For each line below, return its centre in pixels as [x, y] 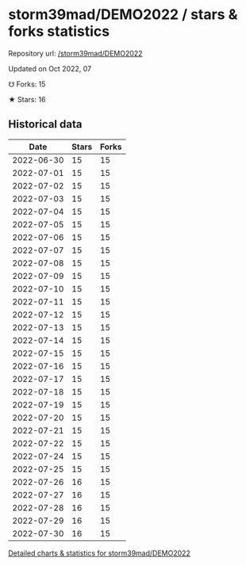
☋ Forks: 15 [27, 84]
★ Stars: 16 [27, 99]
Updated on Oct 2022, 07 [50, 68]
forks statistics [59, 31]
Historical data [45, 124]
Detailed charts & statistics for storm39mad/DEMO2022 [99, 553]
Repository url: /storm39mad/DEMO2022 [75, 53]
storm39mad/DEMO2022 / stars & [123, 15]
